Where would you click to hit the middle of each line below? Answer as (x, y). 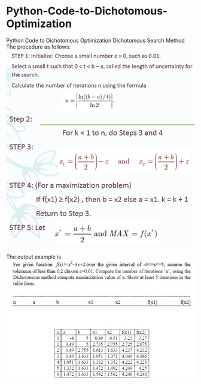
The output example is (34, 257)
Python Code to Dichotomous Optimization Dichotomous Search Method (96, 40)
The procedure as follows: (38, 47)
